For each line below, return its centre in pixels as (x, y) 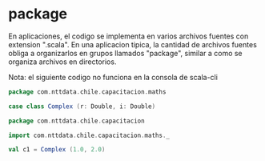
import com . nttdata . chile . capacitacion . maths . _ (89, 135)
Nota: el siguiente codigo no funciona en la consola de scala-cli (113, 77)
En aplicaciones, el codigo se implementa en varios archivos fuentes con (128, 36)
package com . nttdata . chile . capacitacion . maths (87, 92)
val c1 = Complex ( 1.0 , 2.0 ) (57, 150)
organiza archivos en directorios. (62, 62)
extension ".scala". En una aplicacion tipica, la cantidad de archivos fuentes (133, 44)
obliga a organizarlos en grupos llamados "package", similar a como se (125, 53)
